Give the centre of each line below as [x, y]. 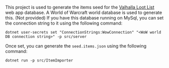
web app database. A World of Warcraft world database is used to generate [84, 12]
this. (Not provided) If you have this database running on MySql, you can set [84, 18]
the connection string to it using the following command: [64, 23]
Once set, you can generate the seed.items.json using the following [76, 46]
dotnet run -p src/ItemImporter [39, 60]
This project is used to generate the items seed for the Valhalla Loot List [80, 7]
